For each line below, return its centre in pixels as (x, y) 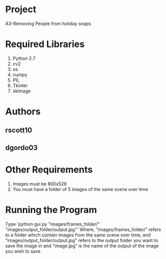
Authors (23, 112)
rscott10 (19, 131)
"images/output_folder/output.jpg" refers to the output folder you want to (82, 240)
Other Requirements (49, 170)
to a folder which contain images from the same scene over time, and (78, 235)
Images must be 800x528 (40, 184)
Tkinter (20, 85)
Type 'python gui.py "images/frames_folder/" (53, 224)
